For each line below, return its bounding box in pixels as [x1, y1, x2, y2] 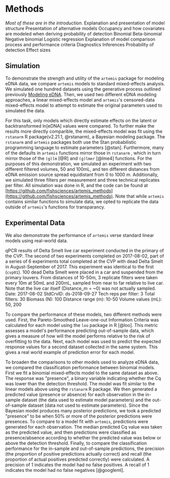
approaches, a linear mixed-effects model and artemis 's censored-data [5, 97, 155, 103]
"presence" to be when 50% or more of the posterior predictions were [5, 413, 152, 419]
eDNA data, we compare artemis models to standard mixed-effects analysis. [5, 80, 165, 86]
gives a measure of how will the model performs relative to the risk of [5, 333, 151, 339]
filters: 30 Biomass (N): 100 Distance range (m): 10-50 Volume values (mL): [5, 296, 162, 302]
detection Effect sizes [5, 47, 51, 53]
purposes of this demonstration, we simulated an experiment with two [5, 161, 151, 167]
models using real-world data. [5, 237, 68, 244]
